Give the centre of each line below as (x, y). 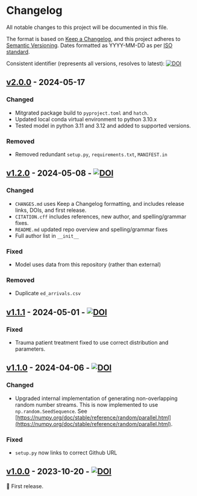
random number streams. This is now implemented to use (86, 404)
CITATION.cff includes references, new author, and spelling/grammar (101, 216)
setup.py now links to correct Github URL (66, 453)
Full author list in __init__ (47, 235)
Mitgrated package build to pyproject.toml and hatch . (82, 113)
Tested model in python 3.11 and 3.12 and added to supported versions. (103, 126)
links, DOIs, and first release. (51, 210)
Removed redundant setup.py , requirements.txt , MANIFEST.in (91, 154)
